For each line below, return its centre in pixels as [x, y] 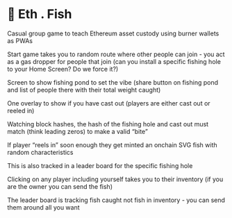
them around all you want [43, 207]
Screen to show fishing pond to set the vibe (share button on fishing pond [113, 82]
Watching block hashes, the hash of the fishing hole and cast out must [108, 124]
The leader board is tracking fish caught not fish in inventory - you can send [116, 200]
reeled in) [21, 110]
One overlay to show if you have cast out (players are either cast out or [109, 103]
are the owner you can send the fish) [60, 186]
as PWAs [20, 40]
